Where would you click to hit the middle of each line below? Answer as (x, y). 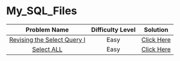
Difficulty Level (113, 30)
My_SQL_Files (42, 11)
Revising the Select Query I (47, 40)
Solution (156, 30)
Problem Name (47, 30)
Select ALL (47, 49)
